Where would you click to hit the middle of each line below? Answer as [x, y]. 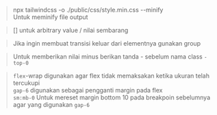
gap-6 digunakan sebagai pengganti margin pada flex [88, 90]
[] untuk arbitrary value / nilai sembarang [71, 30]
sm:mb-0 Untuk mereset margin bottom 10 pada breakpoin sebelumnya [112, 97]
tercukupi [26, 83]
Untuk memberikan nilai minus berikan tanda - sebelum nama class [107, 56]
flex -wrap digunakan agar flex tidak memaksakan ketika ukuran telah [111, 76]
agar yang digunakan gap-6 [51, 104]
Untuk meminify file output [50, 17]
